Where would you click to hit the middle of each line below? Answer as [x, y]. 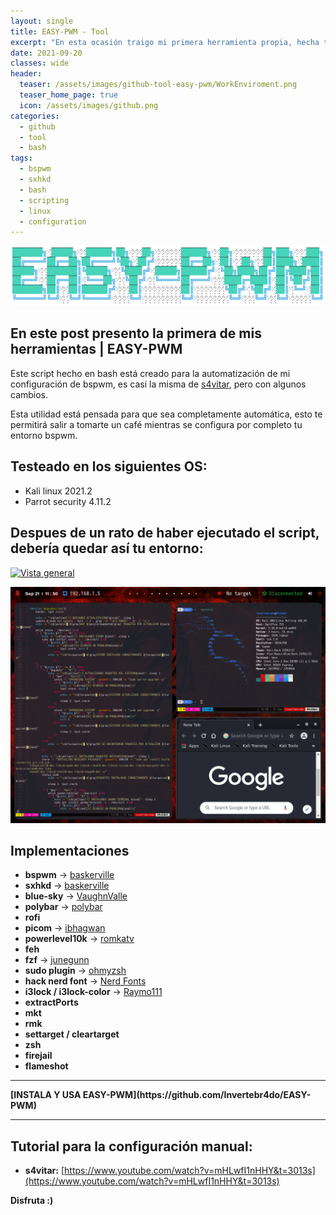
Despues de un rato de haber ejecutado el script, [165, 533]
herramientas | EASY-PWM [96, 349]
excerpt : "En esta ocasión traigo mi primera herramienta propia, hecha [165, 42]
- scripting [44, 200]
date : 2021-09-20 [46, 53]
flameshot [46, 1066]
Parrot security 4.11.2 [68, 501]
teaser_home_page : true [68, 95]
